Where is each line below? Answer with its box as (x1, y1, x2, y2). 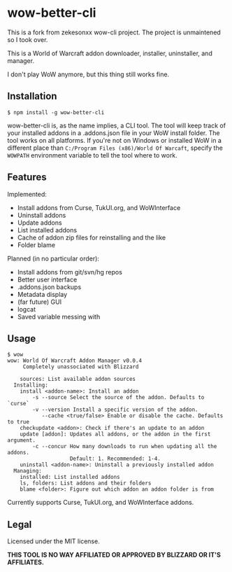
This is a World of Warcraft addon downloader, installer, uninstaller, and (7, 49, 213, 57)
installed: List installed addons (20, 474, 120, 481)
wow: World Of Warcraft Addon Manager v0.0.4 (7, 357, 142, 365)
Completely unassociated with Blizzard (22, 363, 139, 370)
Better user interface (17, 275, 78, 284)
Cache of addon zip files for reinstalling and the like (17, 233, 166, 242)
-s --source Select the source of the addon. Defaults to (32, 394, 205, 401)
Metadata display (17, 290, 68, 298)
